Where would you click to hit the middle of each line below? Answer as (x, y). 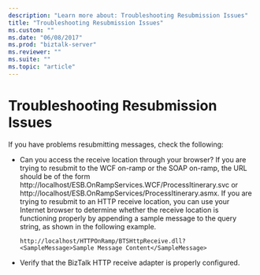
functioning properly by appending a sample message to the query (128, 218)
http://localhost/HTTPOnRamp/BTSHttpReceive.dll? (103, 241)
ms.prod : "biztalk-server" (52, 45)
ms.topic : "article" (42, 67)
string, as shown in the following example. (88, 226)
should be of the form (55, 176)
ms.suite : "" (30, 60)
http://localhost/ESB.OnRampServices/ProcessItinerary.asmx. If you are (136, 193)
